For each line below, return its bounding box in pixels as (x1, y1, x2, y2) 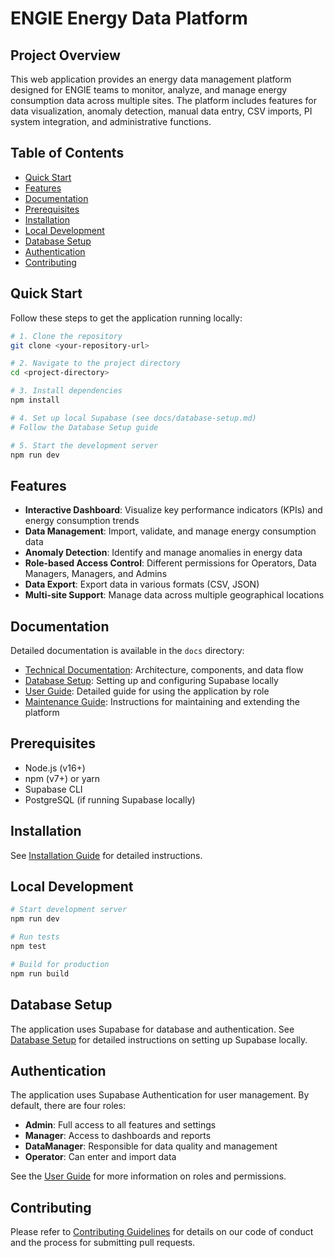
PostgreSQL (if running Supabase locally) (24, 793, 196, 806)
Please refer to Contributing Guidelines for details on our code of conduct (10, 1226, 314, 1238)
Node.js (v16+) (24, 762, 86, 774)
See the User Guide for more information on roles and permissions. (10, 1170, 287, 1182)
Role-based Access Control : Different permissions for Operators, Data (24, 557, 317, 569)
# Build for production (10, 959, 110, 969)
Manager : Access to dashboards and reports (24, 1130, 212, 1142)
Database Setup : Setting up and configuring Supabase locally (24, 675, 279, 686)
